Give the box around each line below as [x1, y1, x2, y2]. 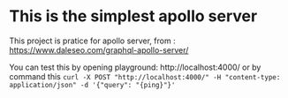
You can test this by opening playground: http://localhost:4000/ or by [9, 62, 261, 72]
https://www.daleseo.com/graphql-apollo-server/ [9, 44, 189, 55]
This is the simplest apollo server [9, 6, 258, 26]
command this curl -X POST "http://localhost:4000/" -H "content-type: [9, 71, 281, 81]
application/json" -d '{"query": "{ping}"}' [9, 80, 176, 89]
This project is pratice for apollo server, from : [9, 35, 176, 46]
